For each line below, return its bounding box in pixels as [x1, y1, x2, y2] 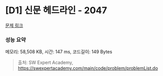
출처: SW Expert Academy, [17, 59, 73, 66]
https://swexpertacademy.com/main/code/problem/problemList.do [17, 65, 158, 71]
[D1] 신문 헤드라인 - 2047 [5, 5, 107, 16]
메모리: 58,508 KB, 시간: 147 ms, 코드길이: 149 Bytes [5, 49, 113, 55]
